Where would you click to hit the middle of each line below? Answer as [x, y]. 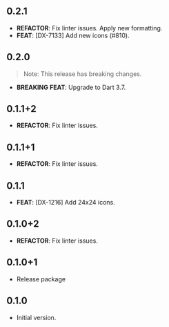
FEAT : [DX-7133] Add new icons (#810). [73, 35]
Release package [41, 279]
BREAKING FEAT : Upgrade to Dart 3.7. [71, 87]
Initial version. [36, 317]
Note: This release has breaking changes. [82, 74]
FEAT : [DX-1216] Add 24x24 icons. [66, 203]
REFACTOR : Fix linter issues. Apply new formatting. [89, 28]
